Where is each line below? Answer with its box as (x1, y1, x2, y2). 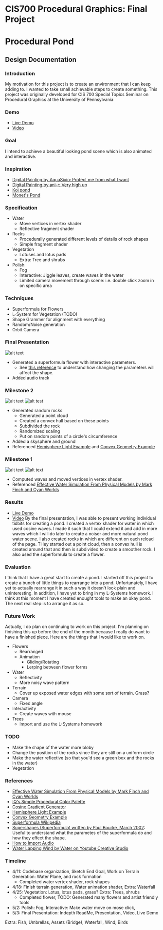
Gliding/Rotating (26, 659, 59, 665)
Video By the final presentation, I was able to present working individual (12, 515, 156, 521)
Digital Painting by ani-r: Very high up (12, 182, 88, 188)
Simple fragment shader (19, 241, 68, 247)
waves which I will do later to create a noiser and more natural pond (12, 531, 148, 536)
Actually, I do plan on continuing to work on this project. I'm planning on (5, 624, 149, 629)
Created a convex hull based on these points (19, 418, 109, 424)
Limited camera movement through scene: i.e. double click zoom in (19, 278, 154, 284)
